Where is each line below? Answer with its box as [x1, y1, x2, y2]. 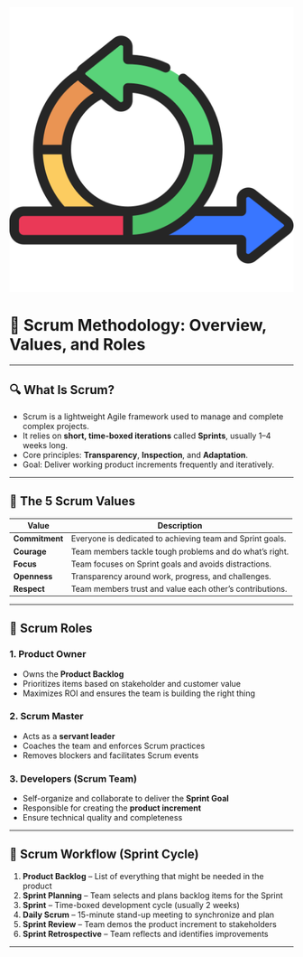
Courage [13, 546, 47, 557]
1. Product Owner [9, 648, 87, 661]
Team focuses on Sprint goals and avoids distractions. [70, 558, 272, 569]
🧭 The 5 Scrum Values [9, 493, 135, 509]
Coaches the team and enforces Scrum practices [22, 740, 206, 751]
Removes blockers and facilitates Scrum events [22, 749, 199, 761]
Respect [13, 584, 45, 595]
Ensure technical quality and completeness [22, 812, 183, 823]
